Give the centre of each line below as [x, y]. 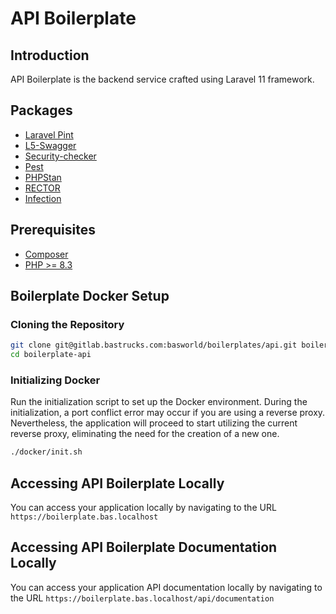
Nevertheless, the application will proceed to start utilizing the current [154, 423]
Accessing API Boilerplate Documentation [144, 547]
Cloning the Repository [67, 324]
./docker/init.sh [46, 452]
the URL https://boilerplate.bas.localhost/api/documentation [142, 598]
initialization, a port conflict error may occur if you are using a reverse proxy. [168, 413]
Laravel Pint [49, 134]
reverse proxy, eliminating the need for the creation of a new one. [145, 434]
